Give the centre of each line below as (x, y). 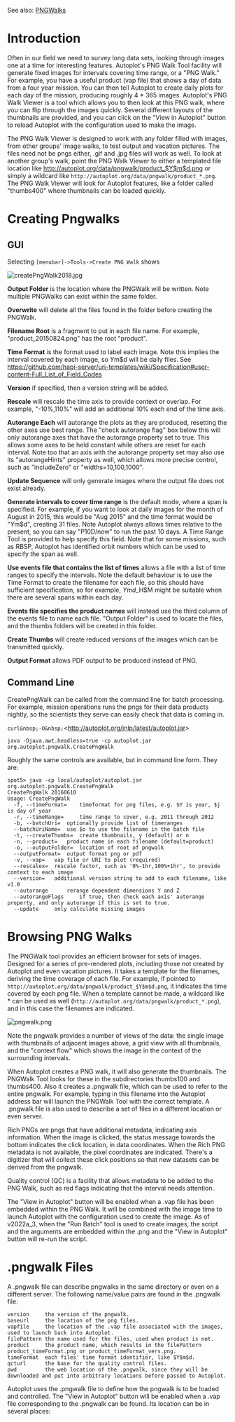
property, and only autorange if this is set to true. (89, 903)
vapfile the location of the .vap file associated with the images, (115, 1327)
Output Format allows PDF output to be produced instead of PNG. (102, 660)
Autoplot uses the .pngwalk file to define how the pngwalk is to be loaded (113, 1388)
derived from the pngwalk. (45, 1167)
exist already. (27, 488)
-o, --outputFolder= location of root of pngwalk (89, 848)
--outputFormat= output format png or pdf (78, 854)
